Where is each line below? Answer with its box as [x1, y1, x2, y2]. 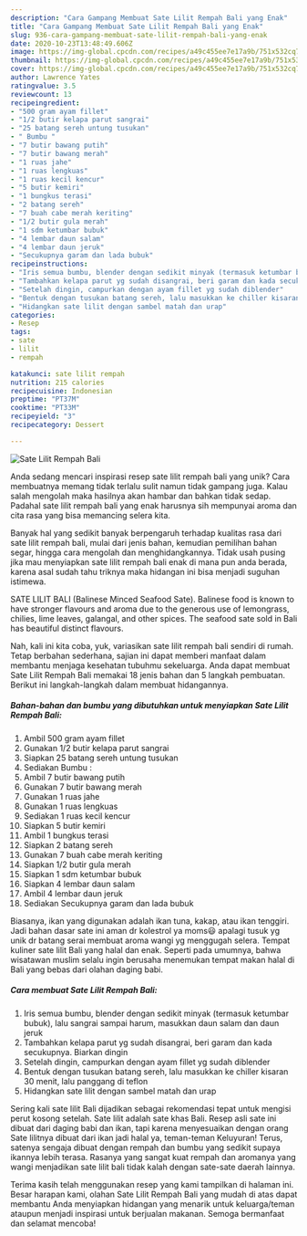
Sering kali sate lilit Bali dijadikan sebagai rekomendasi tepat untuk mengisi [10, 1103, 292, 1114]
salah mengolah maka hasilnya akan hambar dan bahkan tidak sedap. [10, 490, 271, 501]
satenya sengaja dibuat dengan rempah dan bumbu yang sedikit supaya [10, 1142, 281, 1153]
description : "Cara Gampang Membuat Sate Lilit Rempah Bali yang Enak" [10, 13, 288, 23]
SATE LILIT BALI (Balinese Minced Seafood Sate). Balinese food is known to [10, 593, 295, 604]
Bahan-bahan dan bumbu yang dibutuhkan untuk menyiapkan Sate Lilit [10, 700, 290, 711]
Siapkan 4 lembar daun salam [23, 878, 136, 889]
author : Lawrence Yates [10, 73, 101, 82]
